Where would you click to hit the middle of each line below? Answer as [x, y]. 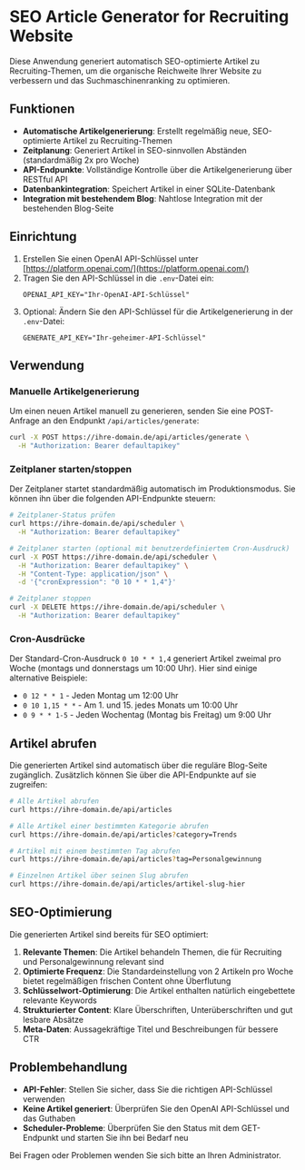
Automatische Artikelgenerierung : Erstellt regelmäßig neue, [137, 131]
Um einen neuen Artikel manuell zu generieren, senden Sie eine [128, 411]
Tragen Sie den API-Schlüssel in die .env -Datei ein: [118, 278]
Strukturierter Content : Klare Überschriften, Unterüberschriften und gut [157, 1009]
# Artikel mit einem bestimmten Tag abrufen [95, 851]
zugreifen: [29, 785]
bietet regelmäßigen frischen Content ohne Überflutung [127, 981]
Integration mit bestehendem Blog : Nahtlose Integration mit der [143, 198]
